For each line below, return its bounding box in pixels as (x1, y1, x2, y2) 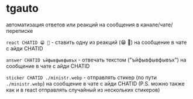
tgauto (6, 2, 39, 15)
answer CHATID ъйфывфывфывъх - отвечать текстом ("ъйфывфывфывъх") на (6, 56, 187, 63)
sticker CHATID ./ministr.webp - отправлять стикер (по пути (6, 74, 157, 81)
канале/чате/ (140, 21, 173, 28)
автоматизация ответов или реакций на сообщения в (6, 21, 139, 28)
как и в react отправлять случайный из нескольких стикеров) (6, 86, 160, 93)
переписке (6, 27, 33, 34)
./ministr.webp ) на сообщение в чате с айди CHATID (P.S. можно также (6, 80, 185, 87)
